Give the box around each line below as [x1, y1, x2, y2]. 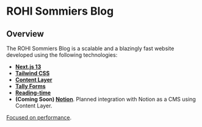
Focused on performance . [6, 114, 72, 121]
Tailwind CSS [15, 70, 50, 77]
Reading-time [15, 89, 51, 96]
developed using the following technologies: [6, 51, 118, 59]
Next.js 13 [15, 63, 41, 70]
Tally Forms [15, 82, 46, 90]
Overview [6, 29, 45, 39]
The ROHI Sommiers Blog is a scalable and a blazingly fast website [6, 45, 175, 52]
